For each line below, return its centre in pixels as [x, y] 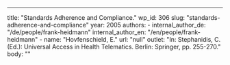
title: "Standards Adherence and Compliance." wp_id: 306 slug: [96, 17]
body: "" [19, 54]
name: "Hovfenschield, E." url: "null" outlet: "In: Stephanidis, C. [132, 39]
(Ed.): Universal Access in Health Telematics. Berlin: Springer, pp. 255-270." [114, 47]
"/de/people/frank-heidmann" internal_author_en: [77, 32]
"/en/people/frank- [174, 32]
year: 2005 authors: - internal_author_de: [148, 25]
